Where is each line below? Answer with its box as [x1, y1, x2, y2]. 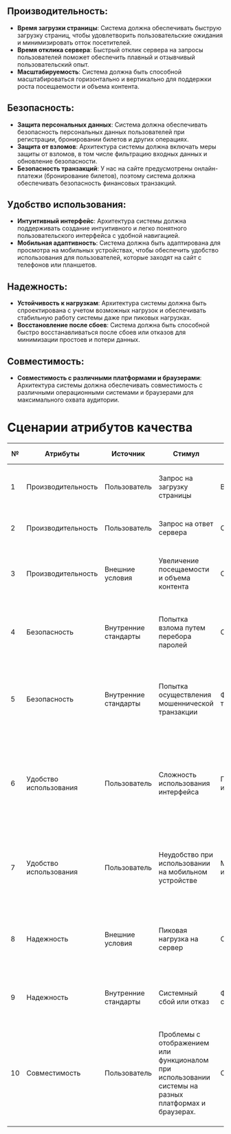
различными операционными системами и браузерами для [16, 389, 194, 397]
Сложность [158, 770, 197, 779]
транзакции [158, 708, 198, 717]
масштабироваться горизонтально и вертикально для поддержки [16, 75, 212, 83]
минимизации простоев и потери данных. [16, 336, 140, 344]
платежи [16, 171, 43, 179]
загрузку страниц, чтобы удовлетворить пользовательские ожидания [16, 31, 223, 39]
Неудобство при [158, 850, 213, 859]
